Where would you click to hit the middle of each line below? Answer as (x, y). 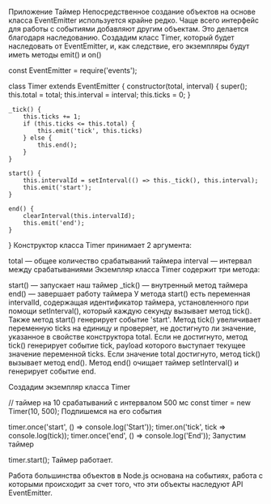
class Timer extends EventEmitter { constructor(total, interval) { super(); (128, 86)
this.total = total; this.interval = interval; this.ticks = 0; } (100, 95)
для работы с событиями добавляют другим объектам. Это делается (129, 29)
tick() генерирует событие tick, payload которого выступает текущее (127, 345)
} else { (38, 138)
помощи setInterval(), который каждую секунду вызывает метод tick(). (130, 311)
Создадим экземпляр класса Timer (70, 387)
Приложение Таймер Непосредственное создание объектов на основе (132, 12)
